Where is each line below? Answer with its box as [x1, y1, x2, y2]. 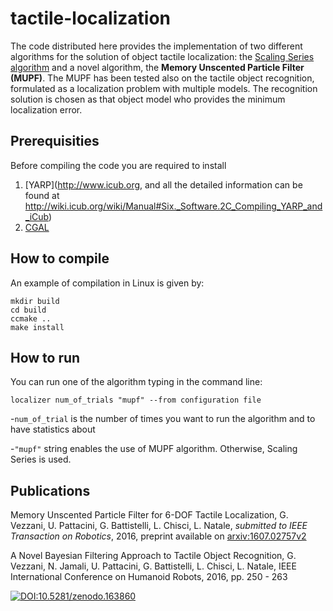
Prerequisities [10, 133, 100, 150]
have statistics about [10, 423, 96, 436]
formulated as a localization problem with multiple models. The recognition [10, 82, 318, 94]
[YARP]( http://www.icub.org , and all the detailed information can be [24, 178, 303, 191]
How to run [10, 349, 81, 366]
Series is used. [10, 453, 72, 466]
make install [10, 322, 65, 332]
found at [24, 189, 60, 201]
